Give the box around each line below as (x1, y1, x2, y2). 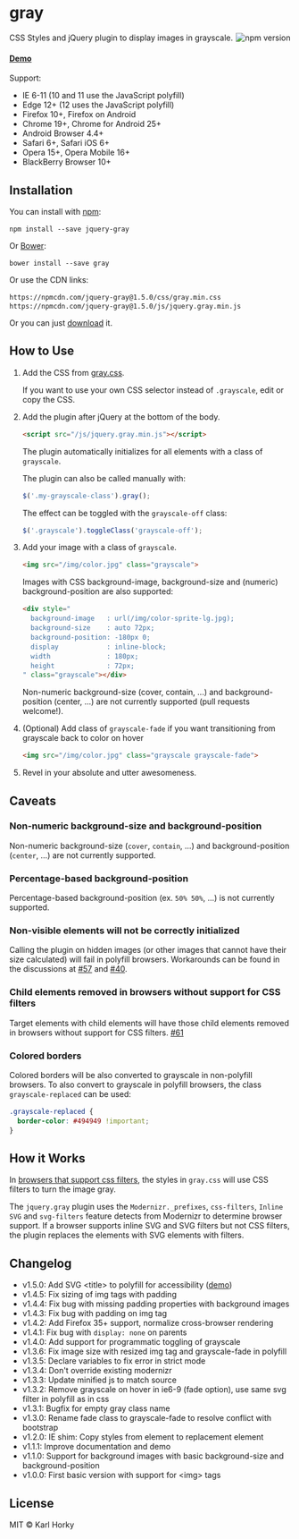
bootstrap (21, 1422, 59, 1433)
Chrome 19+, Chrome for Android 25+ (21, 119, 162, 130)
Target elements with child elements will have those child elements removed (9, 1017, 290, 1028)
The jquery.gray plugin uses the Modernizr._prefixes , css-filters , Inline (9, 1202, 284, 1212)
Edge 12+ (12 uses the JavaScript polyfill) (21, 99, 175, 110)
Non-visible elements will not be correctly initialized (9, 924, 240, 937)
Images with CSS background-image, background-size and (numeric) (21, 576, 278, 588)
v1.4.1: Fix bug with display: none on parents (21, 1327, 187, 1338)
